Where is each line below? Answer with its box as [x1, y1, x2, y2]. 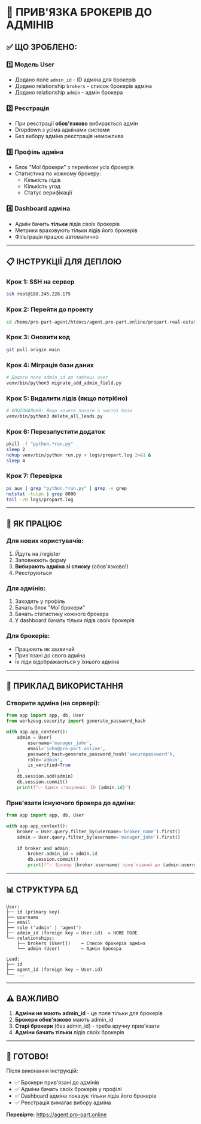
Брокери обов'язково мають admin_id [14, 1016, 114, 1023]
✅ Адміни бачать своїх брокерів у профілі [14, 1086, 122, 1093]
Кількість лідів [23, 176, 61, 184]
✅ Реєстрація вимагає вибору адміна [14, 1099, 111, 1106]
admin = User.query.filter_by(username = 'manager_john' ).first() [17, 834, 181, 840]
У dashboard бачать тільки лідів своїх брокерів [14, 617, 135, 624]
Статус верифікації [23, 189, 72, 196]
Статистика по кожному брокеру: [14, 170, 102, 177]
